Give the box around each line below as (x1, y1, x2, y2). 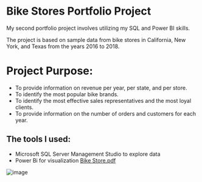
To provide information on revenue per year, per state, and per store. (15, 84, 187, 91)
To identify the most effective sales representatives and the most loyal (15, 97, 192, 104)
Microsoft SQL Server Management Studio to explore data (15, 150, 161, 158)
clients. (15, 103, 33, 111)
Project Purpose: (6, 64, 93, 78)
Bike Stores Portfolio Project (6, 4, 151, 18)
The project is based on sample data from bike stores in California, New (6, 36, 186, 43)
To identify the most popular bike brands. (15, 90, 119, 98)
